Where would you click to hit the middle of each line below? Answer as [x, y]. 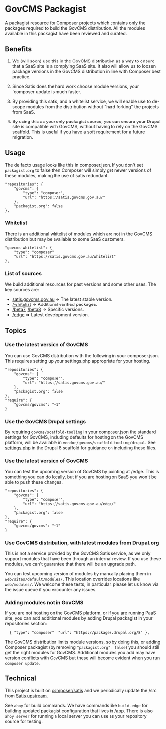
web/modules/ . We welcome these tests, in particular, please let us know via [82, 584]
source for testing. [24, 721]
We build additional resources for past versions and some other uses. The [81, 284]
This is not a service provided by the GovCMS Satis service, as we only [78, 553]
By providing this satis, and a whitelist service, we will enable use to [82, 101]
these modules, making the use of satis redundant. [57, 175]
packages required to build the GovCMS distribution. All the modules [75, 28]
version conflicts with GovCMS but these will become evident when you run [83, 658]
